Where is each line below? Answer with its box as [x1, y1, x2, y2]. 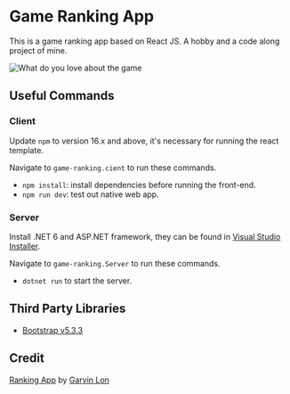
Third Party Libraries [9, 301, 126, 316]
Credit [9, 350, 44, 366]
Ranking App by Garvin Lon [9, 374, 109, 385]
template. [9, 144, 44, 155]
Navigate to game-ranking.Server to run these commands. [9, 258, 221, 268]
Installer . [9, 241, 41, 251]
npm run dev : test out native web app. [21, 189, 159, 200]
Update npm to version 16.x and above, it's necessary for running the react [9, 135, 279, 146]
